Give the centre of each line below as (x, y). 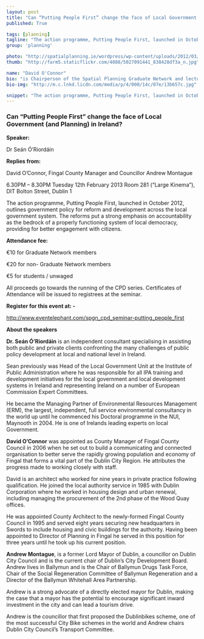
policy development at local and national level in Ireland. (76, 354)
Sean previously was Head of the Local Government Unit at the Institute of (99, 366)
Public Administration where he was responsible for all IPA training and (95, 372)
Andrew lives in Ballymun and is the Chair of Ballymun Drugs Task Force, (97, 567)
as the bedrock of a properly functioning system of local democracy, (92, 222)
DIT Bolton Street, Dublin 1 (39, 191)
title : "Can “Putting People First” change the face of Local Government (102, 18)
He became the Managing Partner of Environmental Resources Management (102, 403)
